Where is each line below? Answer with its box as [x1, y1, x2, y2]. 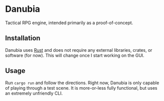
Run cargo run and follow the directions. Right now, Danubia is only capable [5, 80, 160, 86]
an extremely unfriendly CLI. [5, 90, 63, 96]
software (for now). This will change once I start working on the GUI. [5, 52, 145, 58]
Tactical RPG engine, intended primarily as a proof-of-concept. [5, 20, 133, 26]
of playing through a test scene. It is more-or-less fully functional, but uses [5, 85, 158, 91]
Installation [5, 34, 41, 42]
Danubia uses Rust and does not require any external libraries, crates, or [5, 47, 153, 53]
